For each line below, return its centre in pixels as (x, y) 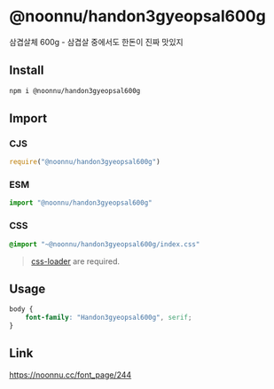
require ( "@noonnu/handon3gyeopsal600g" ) (85, 162)
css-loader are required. (75, 261)
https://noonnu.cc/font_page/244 (70, 375)
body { (21, 309)
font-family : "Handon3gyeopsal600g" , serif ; (109, 318)
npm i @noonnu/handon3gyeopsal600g (75, 90)
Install (27, 70)
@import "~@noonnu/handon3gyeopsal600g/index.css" (105, 244)
